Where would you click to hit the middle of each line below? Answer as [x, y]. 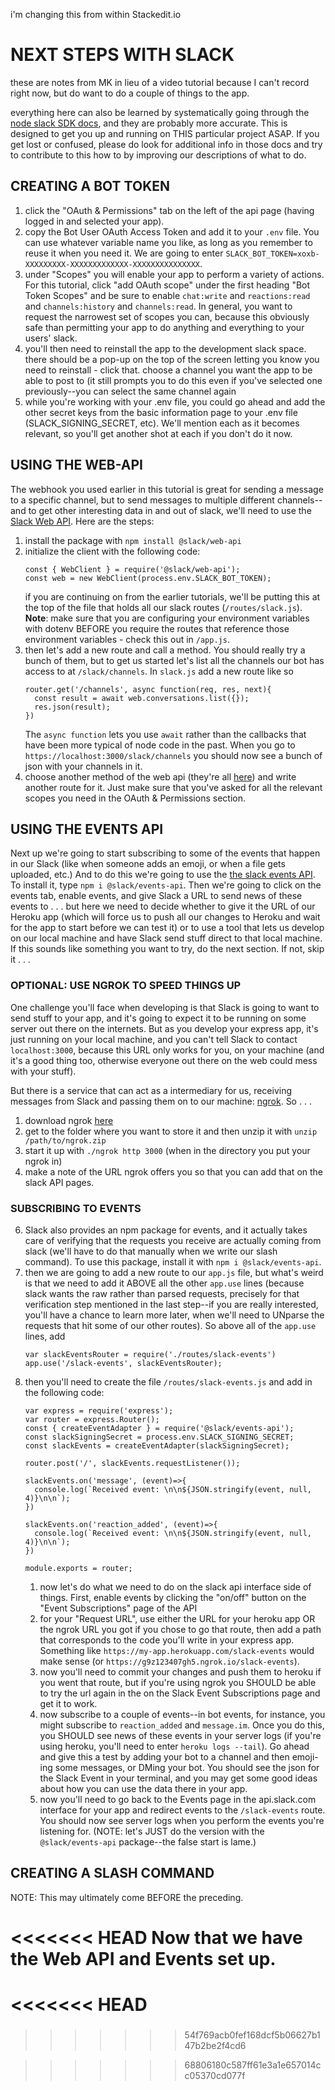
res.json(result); [72, 707]
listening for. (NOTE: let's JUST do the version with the [152, 1831]
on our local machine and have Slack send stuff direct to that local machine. [166, 938]
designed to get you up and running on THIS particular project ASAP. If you [165, 133]
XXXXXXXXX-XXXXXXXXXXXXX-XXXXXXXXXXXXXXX [112, 264]
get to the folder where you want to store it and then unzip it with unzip [171, 1131]
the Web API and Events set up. [143, 1958]
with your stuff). [43, 1071]
